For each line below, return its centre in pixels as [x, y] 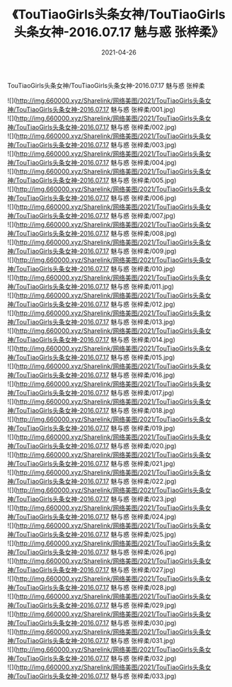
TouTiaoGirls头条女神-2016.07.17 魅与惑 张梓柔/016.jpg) [95, 375]
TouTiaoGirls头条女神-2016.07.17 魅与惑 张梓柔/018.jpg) [95, 410]
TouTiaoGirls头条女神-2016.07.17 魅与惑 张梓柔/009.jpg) [96, 251]
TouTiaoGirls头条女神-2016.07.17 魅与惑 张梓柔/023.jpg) [96, 499]
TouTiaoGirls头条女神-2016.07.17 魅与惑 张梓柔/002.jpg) [96, 127]
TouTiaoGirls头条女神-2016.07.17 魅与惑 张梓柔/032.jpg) [96, 658]
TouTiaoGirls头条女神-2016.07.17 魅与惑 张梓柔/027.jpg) [95, 569]
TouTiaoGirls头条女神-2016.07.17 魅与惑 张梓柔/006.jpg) [96, 198]
